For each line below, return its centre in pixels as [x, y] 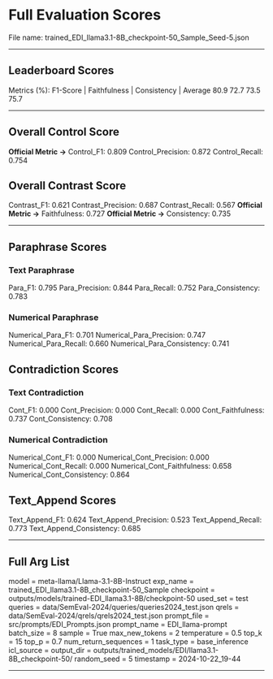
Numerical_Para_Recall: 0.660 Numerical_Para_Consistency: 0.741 [119, 344]
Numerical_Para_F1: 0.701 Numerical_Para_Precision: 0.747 [107, 335]
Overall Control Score [64, 132]
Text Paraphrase [41, 270]
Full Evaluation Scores [84, 15]
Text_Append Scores [62, 500]
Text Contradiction [46, 392]
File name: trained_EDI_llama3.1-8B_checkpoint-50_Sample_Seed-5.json [129, 37]
